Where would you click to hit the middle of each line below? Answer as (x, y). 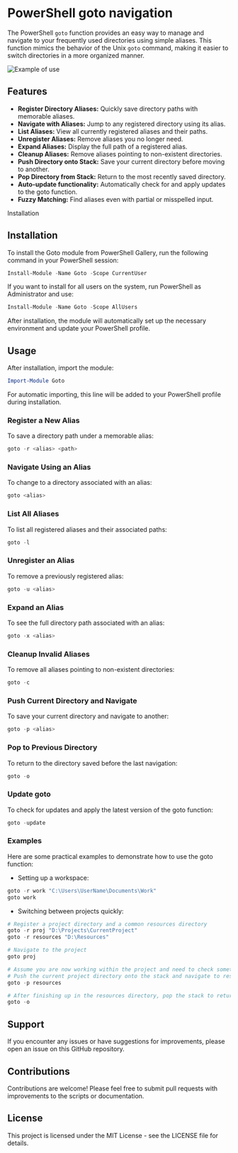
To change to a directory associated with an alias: (80, 483)
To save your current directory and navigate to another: (88, 717)
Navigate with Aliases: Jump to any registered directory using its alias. (121, 124)
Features (27, 91)
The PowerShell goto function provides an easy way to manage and (106, 33)
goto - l (19, 542)
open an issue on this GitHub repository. (66, 1049)
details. (18, 1143)
